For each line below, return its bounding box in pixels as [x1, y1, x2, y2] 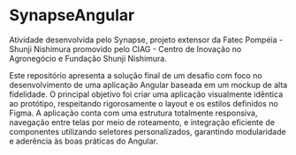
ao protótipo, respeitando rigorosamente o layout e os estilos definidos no [9, 98, 278, 108]
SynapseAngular [9, 5, 135, 26]
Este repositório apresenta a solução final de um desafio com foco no [9, 70, 262, 80]
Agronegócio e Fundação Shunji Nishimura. [9, 53, 168, 63]
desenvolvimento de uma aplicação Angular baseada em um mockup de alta [9, 79, 288, 90]
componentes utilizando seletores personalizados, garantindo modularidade [9, 126, 286, 137]
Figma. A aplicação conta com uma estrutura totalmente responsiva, [9, 107, 258, 118]
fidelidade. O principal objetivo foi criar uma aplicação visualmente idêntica [9, 89, 284, 100]
